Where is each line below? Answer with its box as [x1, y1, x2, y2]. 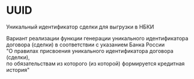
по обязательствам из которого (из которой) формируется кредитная [6, 60, 185, 67]
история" [6, 66, 30, 73]
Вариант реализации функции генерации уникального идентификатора [6, 34, 189, 42]
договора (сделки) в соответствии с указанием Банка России [6, 41, 165, 48]
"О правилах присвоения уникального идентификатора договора [6, 47, 174, 54]
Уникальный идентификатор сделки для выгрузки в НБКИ [6, 23, 154, 30]
